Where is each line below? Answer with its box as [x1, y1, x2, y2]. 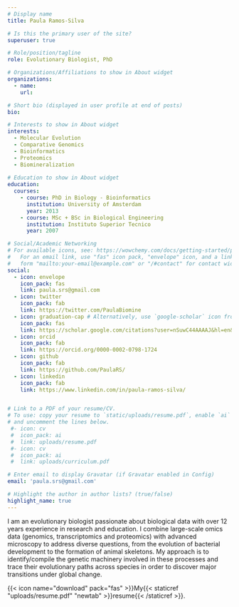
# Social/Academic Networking [7, 240, 97, 248]
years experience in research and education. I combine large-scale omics [7, 524, 223, 533]
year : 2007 [26, 228, 59, 235]
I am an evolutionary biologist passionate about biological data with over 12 [7, 516, 228, 525]
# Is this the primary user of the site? [7, 30, 132, 37]
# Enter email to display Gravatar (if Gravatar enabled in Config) [7, 471, 215, 479]
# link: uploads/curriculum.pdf [10, 458, 110, 466]
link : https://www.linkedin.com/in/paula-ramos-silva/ [20, 386, 186, 393]
